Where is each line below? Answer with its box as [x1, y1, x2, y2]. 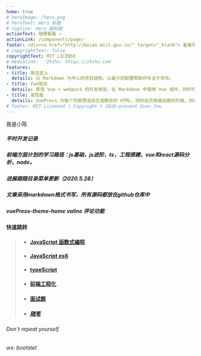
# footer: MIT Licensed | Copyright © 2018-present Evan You [6, 103, 162, 109]
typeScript [29, 266, 57, 273]
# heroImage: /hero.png [6, 14, 66, 20]
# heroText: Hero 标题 [6, 20, 61, 26]
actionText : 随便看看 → [6, 31, 62, 37]
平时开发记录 [6, 135, 38, 142]
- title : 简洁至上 [6, 70, 49, 76]
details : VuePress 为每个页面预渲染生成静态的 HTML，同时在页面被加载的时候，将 [11, 97, 194, 103]
